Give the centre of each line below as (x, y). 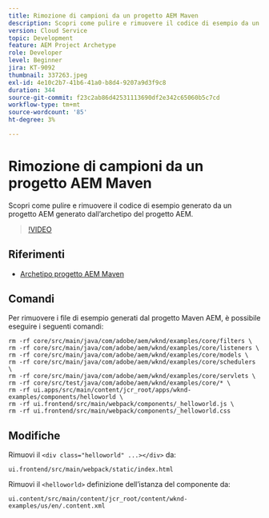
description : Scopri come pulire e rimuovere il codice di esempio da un (134, 23)
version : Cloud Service (48, 30)
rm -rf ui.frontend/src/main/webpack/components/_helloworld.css (119, 411)
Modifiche (34, 435)
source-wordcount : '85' (48, 113)
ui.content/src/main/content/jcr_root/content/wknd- (98, 499)
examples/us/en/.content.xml (57, 506)
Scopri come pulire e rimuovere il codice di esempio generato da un (120, 205)
